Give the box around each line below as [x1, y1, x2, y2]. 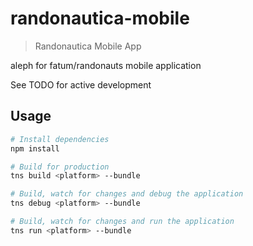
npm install [10, 143, 60, 154]
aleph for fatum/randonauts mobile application [10, 59, 202, 71]
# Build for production [10, 162, 110, 172]
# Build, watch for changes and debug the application [10, 189, 244, 199]
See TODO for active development [10, 78, 152, 91]
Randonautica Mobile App [34, 40, 142, 52]
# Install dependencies [10, 134, 110, 144]
